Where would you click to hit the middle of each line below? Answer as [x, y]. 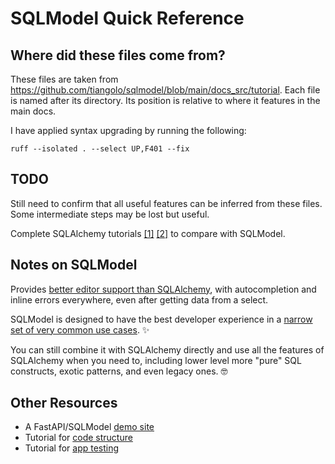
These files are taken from [64, 79]
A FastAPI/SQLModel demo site [89, 427]
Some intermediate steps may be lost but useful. [110, 214]
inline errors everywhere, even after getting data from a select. [139, 299]
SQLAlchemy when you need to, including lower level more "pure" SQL [156, 360]
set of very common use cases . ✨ [80, 329]
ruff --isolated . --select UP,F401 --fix [100, 149]
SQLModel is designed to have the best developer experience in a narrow [161, 319]
